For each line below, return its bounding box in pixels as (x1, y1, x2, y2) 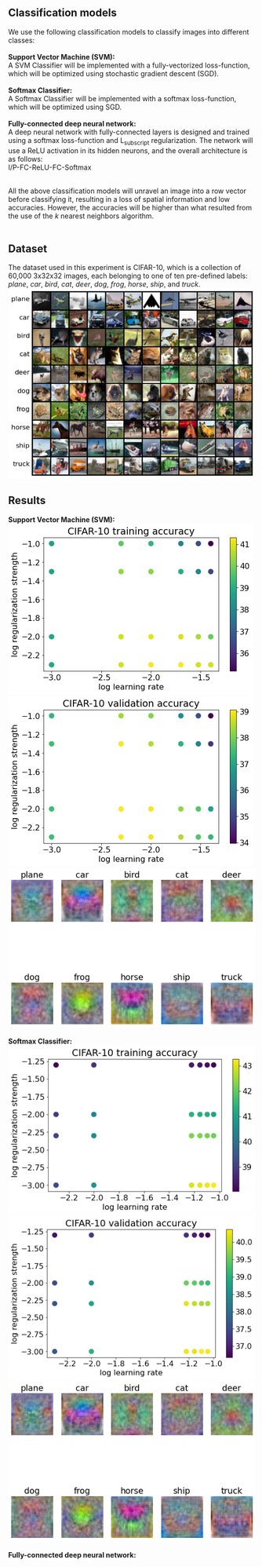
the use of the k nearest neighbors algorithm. (8, 211, 155, 221)
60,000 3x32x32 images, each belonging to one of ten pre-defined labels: (8, 271, 249, 281)
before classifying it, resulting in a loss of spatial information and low (8, 194, 231, 203)
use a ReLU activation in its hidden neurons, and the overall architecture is (8, 145, 248, 155)
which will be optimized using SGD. (8, 102, 122, 111)
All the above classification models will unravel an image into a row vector (8, 186, 247, 195)
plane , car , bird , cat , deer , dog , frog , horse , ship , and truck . (8, 279, 201, 289)
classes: (8, 35, 35, 45)
